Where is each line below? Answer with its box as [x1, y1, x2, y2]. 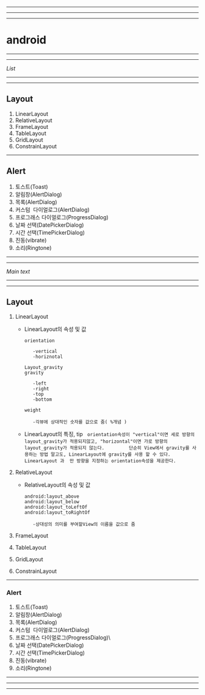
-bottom [32, 396, 52, 403]
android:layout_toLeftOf [24, 504, 88, 511]
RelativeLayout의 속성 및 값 [24, 481, 91, 489]
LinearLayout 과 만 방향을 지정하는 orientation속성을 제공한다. [24, 458, 176, 464]
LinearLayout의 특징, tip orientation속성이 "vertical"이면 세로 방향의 [24, 431, 195, 438]
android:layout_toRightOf [24, 509, 90, 516]
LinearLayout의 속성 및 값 [24, 326, 87, 333]
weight [24, 407, 41, 413]
